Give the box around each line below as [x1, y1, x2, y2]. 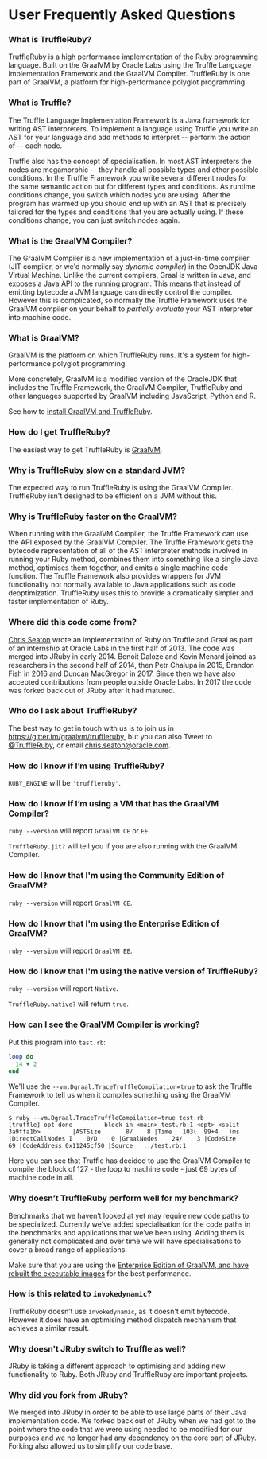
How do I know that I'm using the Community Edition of [8, 870, 225, 881]
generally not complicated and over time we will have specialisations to [8, 1236, 242, 1246]
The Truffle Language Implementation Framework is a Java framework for [8, 115, 250, 125]
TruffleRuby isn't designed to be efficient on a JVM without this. [8, 491, 217, 501]
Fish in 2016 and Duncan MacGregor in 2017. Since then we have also [8, 669, 236, 678]
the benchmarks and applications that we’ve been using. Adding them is [8, 1227, 245, 1237]
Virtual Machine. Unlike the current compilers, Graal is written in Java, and [8, 271, 252, 280]
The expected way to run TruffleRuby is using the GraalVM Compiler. [8, 482, 234, 492]
